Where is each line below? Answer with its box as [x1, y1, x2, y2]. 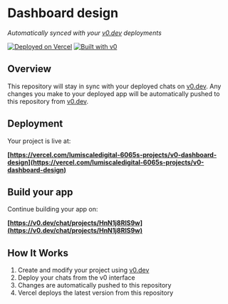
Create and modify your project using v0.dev [17, 266, 150, 275]
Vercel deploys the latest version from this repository [17, 288, 174, 297]
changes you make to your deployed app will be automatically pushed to [7, 89, 220, 98]
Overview [7, 63, 52, 75]
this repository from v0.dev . [7, 97, 89, 105]
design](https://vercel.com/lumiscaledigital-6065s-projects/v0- [7, 158, 204, 167]
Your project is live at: [7, 137, 71, 145]
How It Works [7, 247, 69, 259]
